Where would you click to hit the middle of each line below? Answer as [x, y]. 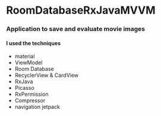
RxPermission [31, 94]
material [25, 57]
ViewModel [29, 62]
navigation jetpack [37, 107]
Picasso [24, 88]
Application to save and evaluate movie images [76, 29]
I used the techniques [34, 43]
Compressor [30, 101]
